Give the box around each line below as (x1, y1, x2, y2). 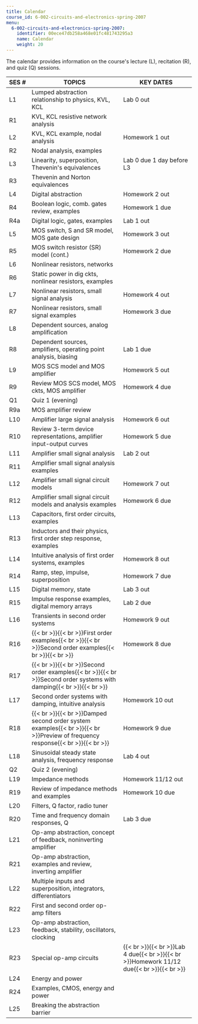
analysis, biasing (31, 352, 78, 360)
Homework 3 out (123, 230, 170, 238)
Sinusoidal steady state (31, 748, 96, 756)
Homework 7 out (123, 479, 170, 487)
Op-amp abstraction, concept (31, 828, 115, 836)
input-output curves (31, 440, 88, 448)
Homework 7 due (123, 571, 171, 580)
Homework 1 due (123, 203, 171, 212)
